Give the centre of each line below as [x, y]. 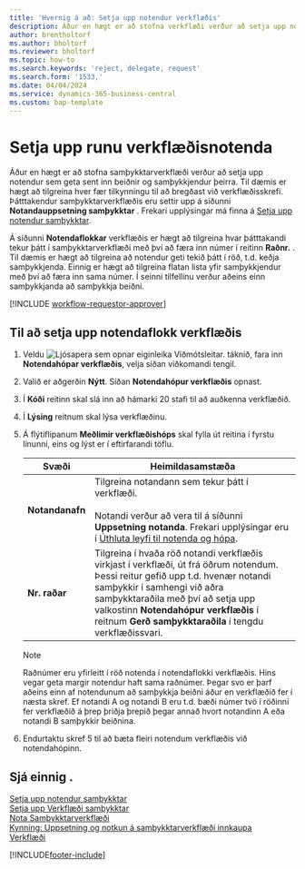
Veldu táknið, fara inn [152, 354]
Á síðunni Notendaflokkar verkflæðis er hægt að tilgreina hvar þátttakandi [148, 238]
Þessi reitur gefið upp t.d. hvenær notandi [182, 576]
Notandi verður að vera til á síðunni [168, 516]
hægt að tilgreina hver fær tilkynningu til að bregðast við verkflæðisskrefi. [146, 192]
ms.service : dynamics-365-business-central [93, 94]
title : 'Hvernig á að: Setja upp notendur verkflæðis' [115, 18]
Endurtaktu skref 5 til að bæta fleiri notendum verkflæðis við [135, 739]
